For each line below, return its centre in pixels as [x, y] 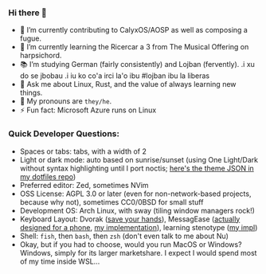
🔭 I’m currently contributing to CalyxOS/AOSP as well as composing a [134, 30]
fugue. [31, 38]
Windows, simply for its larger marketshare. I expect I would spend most [138, 252]
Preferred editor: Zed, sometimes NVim [84, 185]
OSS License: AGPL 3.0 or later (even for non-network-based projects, [135, 194]
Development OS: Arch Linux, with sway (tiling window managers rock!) [137, 210]
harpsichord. [41, 56]
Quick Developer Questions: [64, 134]
